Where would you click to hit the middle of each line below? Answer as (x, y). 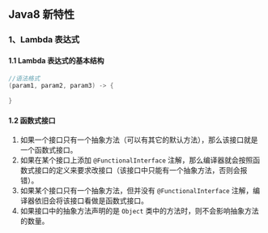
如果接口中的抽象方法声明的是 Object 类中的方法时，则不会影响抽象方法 (139, 211)
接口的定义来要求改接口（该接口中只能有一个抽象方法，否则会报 (141, 170)
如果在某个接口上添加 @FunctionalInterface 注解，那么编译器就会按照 (136, 160)
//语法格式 (24, 78)
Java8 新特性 (42, 15)
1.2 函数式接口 (32, 120)
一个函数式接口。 (49, 150)
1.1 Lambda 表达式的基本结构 (56, 60)
